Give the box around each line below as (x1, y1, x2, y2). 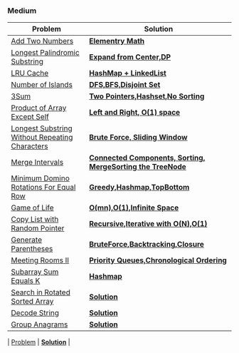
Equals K (11, 276, 41, 286)
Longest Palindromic (11, 48, 80, 58)
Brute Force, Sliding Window (88, 133, 188, 143)
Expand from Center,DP (88, 52, 171, 62)
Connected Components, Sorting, (88, 153, 206, 163)
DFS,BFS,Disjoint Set (88, 80, 161, 90)
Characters (11, 141, 48, 151)
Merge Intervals (11, 158, 64, 168)
